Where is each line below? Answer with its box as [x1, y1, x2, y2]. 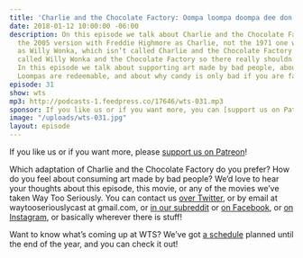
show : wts [9, 88, 47, 97]
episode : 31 [9, 80, 54, 89]
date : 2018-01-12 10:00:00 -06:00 [9, 22, 140, 31]
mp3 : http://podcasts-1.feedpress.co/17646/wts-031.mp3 [9, 96, 224, 106]
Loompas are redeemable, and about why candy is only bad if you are [17, 72, 284, 81]
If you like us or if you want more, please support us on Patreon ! [9, 147, 248, 157]
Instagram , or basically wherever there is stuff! [9, 212, 183, 222]
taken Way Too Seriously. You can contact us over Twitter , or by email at [9, 192, 278, 203]
